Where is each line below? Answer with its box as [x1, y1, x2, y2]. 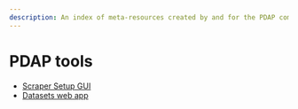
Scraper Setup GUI [21, 81, 91, 91]
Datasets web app [21, 90, 89, 100]
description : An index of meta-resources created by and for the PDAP [9, 12, 276, 22]
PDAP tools [9, 51, 93, 71]
